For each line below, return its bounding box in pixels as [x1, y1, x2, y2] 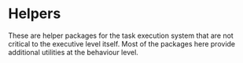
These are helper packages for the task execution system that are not [8, 31, 234, 40]
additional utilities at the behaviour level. [8, 47, 139, 57]
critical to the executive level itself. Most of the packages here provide [8, 39, 236, 48]
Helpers [8, 5, 61, 23]
